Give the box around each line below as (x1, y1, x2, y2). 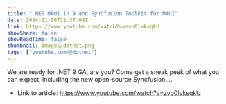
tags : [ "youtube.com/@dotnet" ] (7, 49, 98, 56)
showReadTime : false (7, 36, 67, 43)
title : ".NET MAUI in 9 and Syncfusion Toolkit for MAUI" (7, 10, 178, 17)
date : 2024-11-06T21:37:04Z (7, 17, 89, 24)
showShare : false (7, 29, 58, 37)
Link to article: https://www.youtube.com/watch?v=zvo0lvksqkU (17, 88, 201, 97)
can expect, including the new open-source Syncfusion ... (7, 75, 173, 83)
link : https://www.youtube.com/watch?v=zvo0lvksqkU (7, 23, 159, 30)
